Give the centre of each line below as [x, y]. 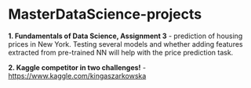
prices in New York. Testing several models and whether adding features [125, 44]
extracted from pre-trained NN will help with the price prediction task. [121, 52]
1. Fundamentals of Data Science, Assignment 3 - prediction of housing [125, 36]
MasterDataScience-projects [105, 14]
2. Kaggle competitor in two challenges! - [77, 67]
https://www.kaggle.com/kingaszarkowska [77, 76]
